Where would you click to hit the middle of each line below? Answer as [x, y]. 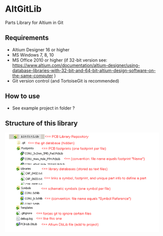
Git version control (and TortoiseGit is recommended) [66, 81]
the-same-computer [32, 75]
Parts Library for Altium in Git [34, 22]
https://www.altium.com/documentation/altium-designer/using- [76, 65]
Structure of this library [41, 123]
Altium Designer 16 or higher [41, 49]
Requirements [27, 38]
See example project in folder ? [43, 108]
